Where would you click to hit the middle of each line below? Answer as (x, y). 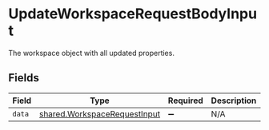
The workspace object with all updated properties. (91, 53)
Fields (24, 78)
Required (186, 100)
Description (234, 100)
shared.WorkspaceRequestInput (100, 114)
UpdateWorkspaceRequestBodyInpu (133, 14)
